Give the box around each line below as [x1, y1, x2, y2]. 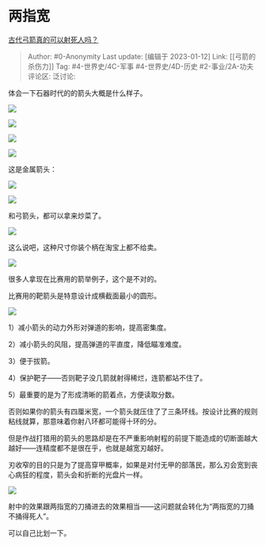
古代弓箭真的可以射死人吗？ [8, 35, 99, 44]
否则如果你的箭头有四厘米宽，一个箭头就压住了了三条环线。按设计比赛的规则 [8, 407, 258, 416]
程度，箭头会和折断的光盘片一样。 [35, 470, 147, 479]
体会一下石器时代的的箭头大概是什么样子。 [8, 88, 147, 97]
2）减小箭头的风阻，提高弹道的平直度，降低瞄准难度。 [8, 339, 186, 349]
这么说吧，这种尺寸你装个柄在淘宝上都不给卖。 [8, 242, 161, 252]
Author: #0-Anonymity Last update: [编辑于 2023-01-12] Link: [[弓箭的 [27, 51, 256, 61]
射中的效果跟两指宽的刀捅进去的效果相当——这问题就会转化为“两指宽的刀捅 [8, 501, 255, 511]
